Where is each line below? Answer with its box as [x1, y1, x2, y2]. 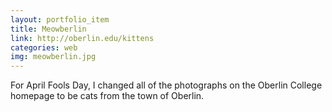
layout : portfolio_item [10, 14, 110, 25]
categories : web [10, 42, 78, 53]
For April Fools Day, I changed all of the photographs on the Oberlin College [10, 79, 323, 91]
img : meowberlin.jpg [10, 52, 97, 62]
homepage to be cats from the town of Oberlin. [10, 90, 205, 102]
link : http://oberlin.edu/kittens [10, 33, 155, 43]
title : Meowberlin [10, 24, 87, 34]
